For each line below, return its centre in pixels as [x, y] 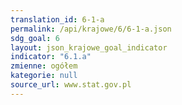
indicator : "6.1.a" [51, 57]
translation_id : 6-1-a [57, 19]
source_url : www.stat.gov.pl [71, 85]
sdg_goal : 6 [35, 38]
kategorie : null [44, 76]
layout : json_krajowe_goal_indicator [89, 47]
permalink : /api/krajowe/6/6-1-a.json [91, 29]
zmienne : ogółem [44, 66]
